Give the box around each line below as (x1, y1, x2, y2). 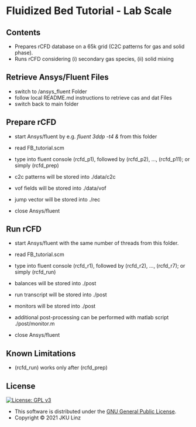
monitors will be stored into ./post (14, 303, 96, 310)
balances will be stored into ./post (14, 280, 97, 287)
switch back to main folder (14, 100, 79, 107)
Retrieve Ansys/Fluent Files (6, 72, 109, 83)
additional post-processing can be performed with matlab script (14, 314, 169, 321)
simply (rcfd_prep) (14, 162, 60, 169)
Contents (6, 28, 41, 37)
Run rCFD (6, 224, 42, 234)
